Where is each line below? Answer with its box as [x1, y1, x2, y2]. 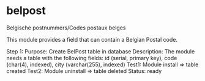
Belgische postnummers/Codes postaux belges [6, 24, 127, 31]
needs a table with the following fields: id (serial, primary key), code [6, 54, 177, 61]
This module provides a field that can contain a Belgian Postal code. [6, 36, 177, 43]
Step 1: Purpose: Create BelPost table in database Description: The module [6, 47, 195, 55]
